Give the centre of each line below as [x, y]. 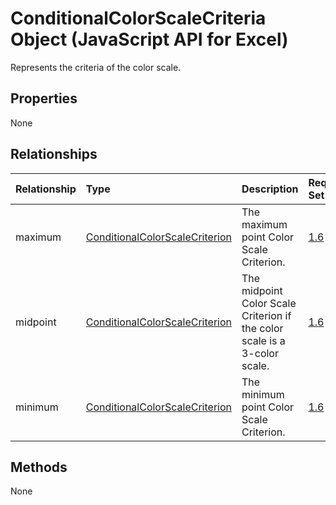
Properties [44, 98]
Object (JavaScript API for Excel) [149, 39]
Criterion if [266, 315]
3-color [260, 353]
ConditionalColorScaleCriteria [138, 18]
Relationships [54, 154]
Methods [39, 467]
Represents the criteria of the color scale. [96, 67]
